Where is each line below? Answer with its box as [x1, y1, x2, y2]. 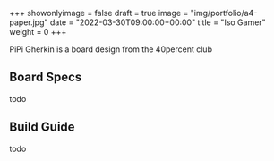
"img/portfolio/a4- [190, 8, 258, 18]
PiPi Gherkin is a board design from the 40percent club [9, 44, 213, 55]
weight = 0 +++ [9, 27, 67, 37]
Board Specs [9, 70, 82, 85]
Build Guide [9, 120, 75, 135]
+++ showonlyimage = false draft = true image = [9, 8, 189, 18]
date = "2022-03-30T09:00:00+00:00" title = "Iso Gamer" [49, 17, 266, 28]
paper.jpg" [9, 17, 48, 28]
